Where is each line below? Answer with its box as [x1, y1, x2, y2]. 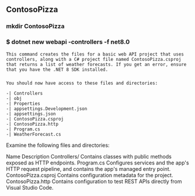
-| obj [6, 95, 22, 101]
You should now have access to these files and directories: [6, 80, 158, 86]
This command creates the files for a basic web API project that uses [6, 51, 184, 57]
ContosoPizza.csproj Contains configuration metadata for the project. [6, 171, 173, 178]
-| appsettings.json [6, 111, 57, 116]
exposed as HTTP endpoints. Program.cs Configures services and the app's [6, 159, 189, 166]
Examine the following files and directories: [6, 142, 110, 149]
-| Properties [6, 101, 41, 106]
